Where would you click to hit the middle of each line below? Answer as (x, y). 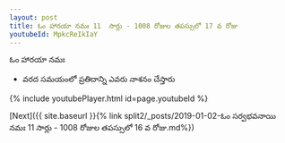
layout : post (34, 17)
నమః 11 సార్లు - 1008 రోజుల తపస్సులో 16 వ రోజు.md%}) (102, 128)
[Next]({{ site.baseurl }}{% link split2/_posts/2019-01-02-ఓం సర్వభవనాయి (142, 116)
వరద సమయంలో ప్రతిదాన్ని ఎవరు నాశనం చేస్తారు (99, 79)
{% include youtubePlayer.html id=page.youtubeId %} (109, 98)
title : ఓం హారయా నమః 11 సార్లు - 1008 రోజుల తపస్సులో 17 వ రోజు (124, 26)
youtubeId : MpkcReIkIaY (54, 34)
